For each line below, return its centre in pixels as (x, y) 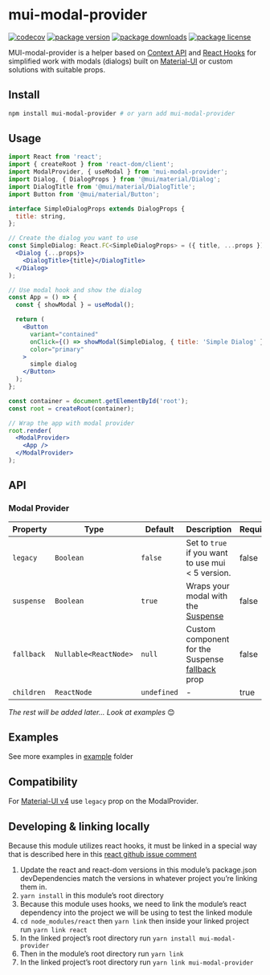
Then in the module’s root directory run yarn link (102, 954)
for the (198, 649)
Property (30, 529)
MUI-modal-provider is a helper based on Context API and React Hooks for (133, 52)
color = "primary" (57, 349)
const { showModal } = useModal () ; (75, 305)
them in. (33, 887)
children (29, 692)
